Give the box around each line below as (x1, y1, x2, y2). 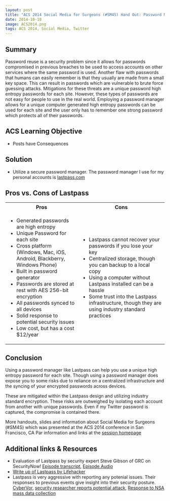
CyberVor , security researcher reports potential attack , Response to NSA (12, 485, 164, 491)
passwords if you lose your (89, 242, 153, 249)
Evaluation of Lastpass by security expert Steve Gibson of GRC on (12, 458, 151, 464)
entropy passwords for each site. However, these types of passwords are (5, 91, 158, 97)
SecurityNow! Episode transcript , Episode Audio (12, 463, 113, 469)
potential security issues (16, 318, 74, 326)
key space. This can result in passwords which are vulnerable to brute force (5, 80, 163, 86)
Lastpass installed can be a (89, 280, 153, 288)
